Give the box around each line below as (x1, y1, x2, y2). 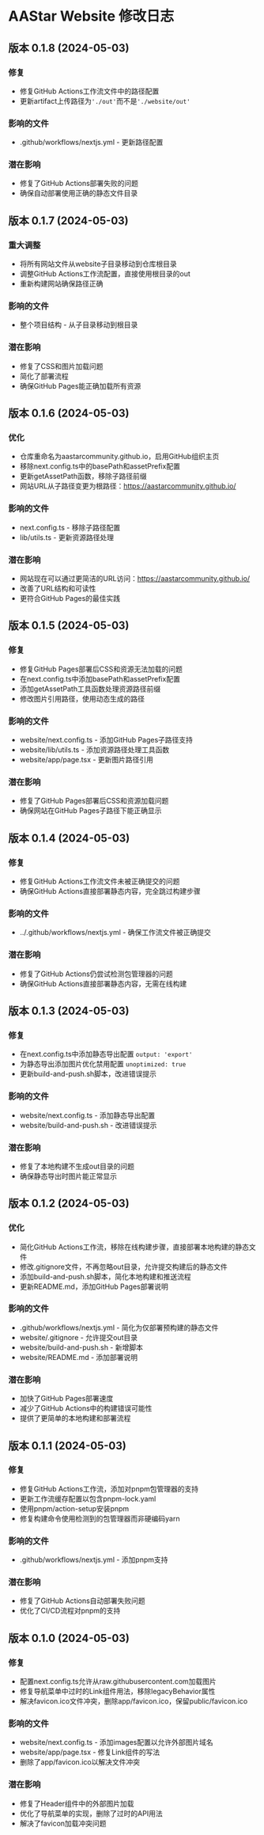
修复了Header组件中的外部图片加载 (19, 1799, 134, 1808)
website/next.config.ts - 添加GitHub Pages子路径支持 (19, 735, 194, 745)
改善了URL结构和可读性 (19, 583, 96, 594)
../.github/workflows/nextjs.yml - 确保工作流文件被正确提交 (19, 928, 211, 937)
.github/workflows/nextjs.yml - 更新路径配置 (19, 138, 164, 147)
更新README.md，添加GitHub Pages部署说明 (19, 1282, 168, 1291)
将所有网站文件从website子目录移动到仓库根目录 (19, 259, 178, 269)
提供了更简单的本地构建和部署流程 (19, 1414, 131, 1423)
